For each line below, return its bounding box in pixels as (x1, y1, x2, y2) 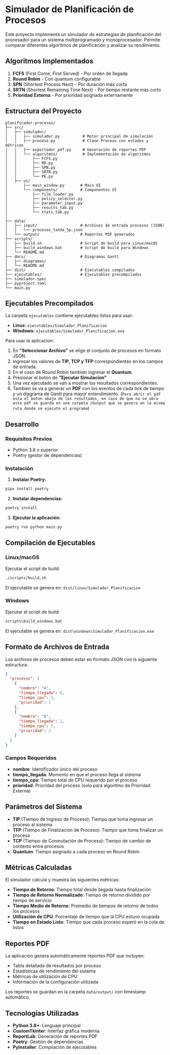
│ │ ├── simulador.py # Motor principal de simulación (5, 133, 153, 139)
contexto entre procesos (12, 843, 64, 849)
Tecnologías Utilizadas (5, 1009, 79, 1017)
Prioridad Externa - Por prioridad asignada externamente (12, 92, 133, 98)
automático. (5, 994, 30, 1000)
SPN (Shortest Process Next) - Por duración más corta (12, 81, 127, 87)
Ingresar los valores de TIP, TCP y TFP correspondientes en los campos (12, 358, 163, 365)
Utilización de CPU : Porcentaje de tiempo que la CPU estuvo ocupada (12, 913, 160, 920)
